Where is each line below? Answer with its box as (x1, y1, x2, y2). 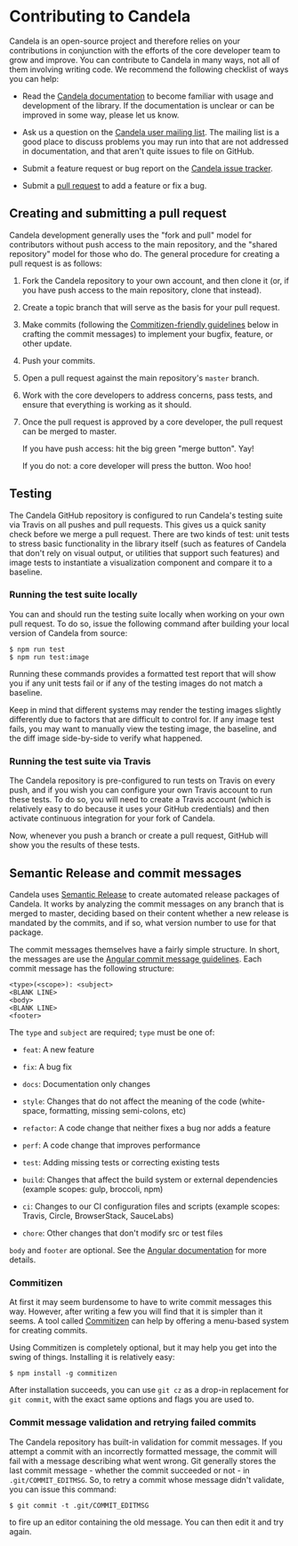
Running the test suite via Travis (9, 754, 151, 767)
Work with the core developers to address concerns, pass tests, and (21, 390, 273, 400)
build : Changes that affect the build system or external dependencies (21, 1174, 278, 1185)
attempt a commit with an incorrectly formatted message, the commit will (9, 1445, 278, 1456)
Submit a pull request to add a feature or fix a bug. (21, 180, 207, 190)
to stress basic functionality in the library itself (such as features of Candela (9, 538, 287, 549)
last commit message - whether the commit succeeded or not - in (9, 1465, 251, 1476)
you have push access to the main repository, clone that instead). (21, 285, 262, 295)
